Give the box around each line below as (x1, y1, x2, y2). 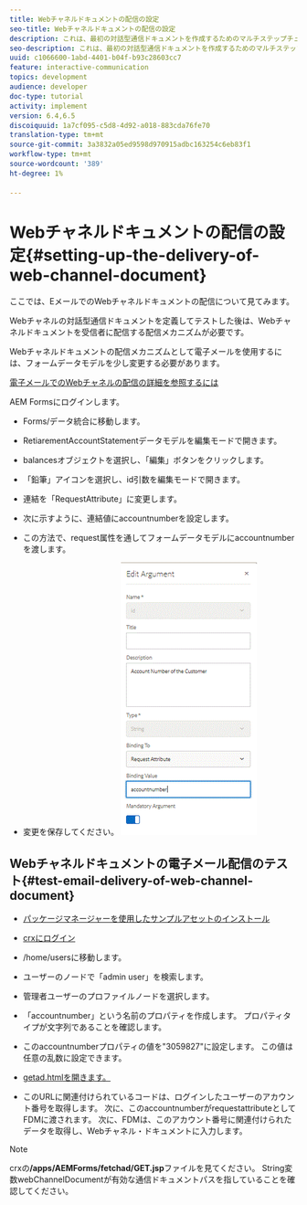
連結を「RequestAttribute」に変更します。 (22, 493, 183, 504)
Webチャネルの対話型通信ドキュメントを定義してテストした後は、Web (9, 315, 276, 326)
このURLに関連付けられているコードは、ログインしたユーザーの (22, 1092, 263, 1103)
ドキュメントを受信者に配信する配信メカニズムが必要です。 (25, 327, 249, 338)
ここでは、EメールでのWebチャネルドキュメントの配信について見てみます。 (9, 296, 295, 307)
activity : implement (9, 101, 89, 111)
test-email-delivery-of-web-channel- (35, 872, 254, 888)
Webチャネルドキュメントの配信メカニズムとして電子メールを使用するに (9, 346, 283, 357)
